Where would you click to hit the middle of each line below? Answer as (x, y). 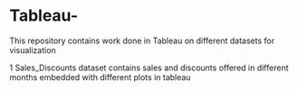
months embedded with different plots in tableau (100, 77)
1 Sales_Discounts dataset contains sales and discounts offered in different (149, 68)
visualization (33, 50)
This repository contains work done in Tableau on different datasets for (142, 41)
